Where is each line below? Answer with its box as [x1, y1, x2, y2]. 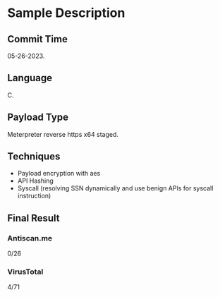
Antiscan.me [7, 233, 53, 243]
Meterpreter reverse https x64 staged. [7, 130, 118, 138]
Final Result [7, 212, 60, 224]
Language [7, 72, 53, 84]
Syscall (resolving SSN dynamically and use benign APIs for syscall [17, 184, 214, 193]
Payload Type [7, 111, 69, 123]
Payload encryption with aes [17, 169, 101, 178]
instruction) [17, 192, 51, 200]
